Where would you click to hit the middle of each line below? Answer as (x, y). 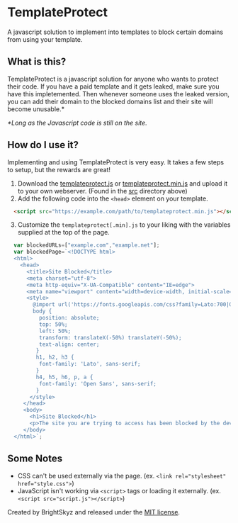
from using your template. (45, 39)
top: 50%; (53, 324)
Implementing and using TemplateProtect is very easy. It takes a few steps (116, 162)
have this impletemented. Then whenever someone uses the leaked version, (119, 94)
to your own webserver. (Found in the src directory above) (102, 191)
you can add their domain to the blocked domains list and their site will (110, 101)
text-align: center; (69, 344)
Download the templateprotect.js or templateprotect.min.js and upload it (123, 183)
